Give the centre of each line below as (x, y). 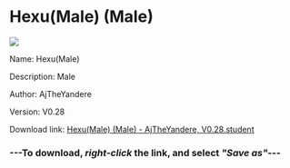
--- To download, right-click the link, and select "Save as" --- (145, 153)
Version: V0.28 (37, 112)
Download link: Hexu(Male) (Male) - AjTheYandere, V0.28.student (132, 129)
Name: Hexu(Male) (45, 59)
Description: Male (42, 76)
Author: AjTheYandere (51, 94)
